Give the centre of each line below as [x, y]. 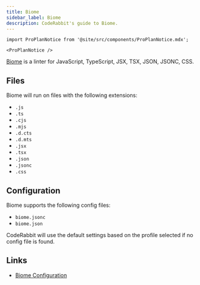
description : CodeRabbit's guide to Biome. [62, 23]
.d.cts [23, 133]
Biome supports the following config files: [58, 205]
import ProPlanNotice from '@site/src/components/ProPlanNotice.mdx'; [98, 40]
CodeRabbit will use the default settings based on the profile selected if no [100, 235]
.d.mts [23, 140]
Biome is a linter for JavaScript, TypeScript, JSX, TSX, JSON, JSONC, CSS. [100, 62]
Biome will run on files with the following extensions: [72, 95]
